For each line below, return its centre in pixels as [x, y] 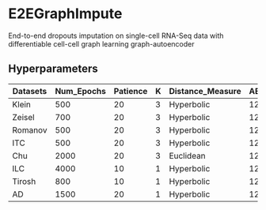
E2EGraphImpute [65, 14]
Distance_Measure [205, 91]
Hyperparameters [53, 69]
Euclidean [187, 156]
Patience [131, 91]
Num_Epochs [81, 91]
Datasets [30, 91]
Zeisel [23, 117]
